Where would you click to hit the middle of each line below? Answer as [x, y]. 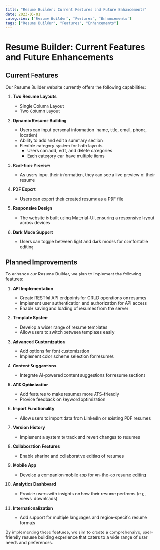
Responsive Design [32, 208]
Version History [29, 428]
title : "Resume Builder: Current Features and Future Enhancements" [76, 9]
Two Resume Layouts [35, 97]
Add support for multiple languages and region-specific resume [83, 518]
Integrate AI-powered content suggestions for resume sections [83, 375]
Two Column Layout [40, 111]
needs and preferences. [29, 543]
